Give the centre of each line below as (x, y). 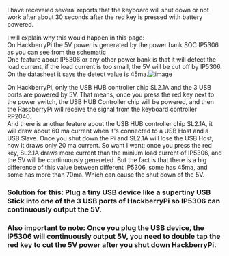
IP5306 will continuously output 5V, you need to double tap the (114, 236)
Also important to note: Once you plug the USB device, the (106, 227)
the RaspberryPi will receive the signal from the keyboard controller (102, 109)
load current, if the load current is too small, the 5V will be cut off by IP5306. (114, 67)
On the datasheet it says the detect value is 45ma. (78, 74)
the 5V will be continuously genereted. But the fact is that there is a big (107, 160)
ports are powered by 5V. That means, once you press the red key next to (111, 94)
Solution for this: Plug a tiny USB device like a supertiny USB (109, 192)
